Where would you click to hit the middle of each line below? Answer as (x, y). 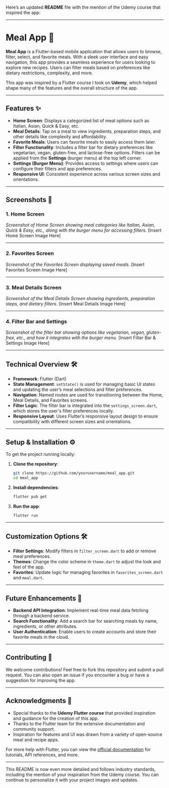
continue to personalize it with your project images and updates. (72, 780)
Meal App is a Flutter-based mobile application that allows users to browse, (84, 51)
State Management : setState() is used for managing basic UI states (84, 384)
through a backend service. (41, 616)
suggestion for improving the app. (41, 680)
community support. (34, 729)
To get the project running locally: (41, 454)
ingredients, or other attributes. (45, 626)
